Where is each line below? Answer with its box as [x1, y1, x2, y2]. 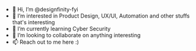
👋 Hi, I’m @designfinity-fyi [12, 6, 78, 13]
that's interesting [12, 19, 55, 25]
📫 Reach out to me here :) [12, 38, 80, 46]
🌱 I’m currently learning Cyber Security [12, 25, 111, 32]
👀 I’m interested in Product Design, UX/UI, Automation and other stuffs [12, 12, 190, 19]
